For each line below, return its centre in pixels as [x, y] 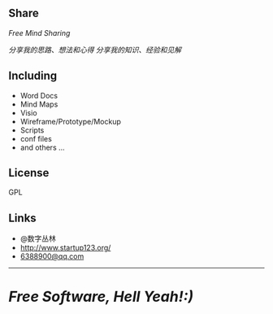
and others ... [42, 147]
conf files [36, 138]
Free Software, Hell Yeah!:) [101, 297]
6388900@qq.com [52, 256]
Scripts [32, 130]
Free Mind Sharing [39, 33]
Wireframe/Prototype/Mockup [71, 121]
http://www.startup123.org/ [65, 248]
